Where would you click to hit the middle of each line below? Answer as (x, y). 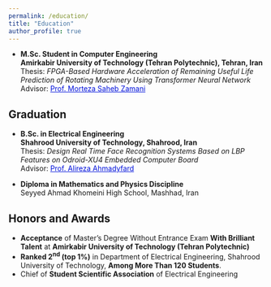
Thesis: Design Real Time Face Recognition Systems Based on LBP (132, 151)
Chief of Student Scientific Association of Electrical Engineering (129, 274)
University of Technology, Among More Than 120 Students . (120, 265)
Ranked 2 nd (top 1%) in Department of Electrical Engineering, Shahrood (140, 256)
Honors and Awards (60, 218)
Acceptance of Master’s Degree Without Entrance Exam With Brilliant (138, 238)
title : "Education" (41, 24)
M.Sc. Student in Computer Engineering (89, 54)
